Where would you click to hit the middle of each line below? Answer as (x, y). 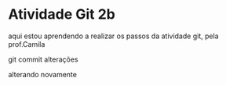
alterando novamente (42, 74)
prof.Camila (27, 44)
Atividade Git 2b (62, 14)
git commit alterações (43, 59)
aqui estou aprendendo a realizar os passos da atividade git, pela (113, 36)
